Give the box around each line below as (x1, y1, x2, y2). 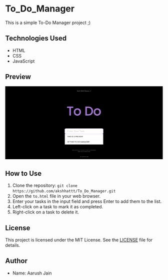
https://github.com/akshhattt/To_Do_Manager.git (12, 189, 116, 194)
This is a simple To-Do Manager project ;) (5, 20, 91, 26)
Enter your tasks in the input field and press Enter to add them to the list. (12, 198, 161, 204)
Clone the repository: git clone (12, 182, 77, 188)
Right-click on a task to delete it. (12, 209, 79, 215)
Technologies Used (5, 34, 66, 43)
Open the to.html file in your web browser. (12, 193, 101, 199)
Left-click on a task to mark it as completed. (12, 204, 103, 210)
